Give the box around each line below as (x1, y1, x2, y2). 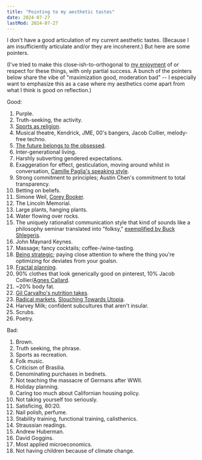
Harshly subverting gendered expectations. (15, 155, 123, 162)
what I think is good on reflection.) (7, 87, 92, 94)
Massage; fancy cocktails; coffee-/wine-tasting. (15, 245, 135, 252)
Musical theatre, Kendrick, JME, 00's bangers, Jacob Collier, (15, 129, 166, 136)
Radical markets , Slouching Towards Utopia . (15, 296, 125, 303)
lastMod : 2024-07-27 (7, 20, 59, 26)
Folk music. (15, 358, 44, 365)
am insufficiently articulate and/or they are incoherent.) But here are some (7, 43, 190, 50)
